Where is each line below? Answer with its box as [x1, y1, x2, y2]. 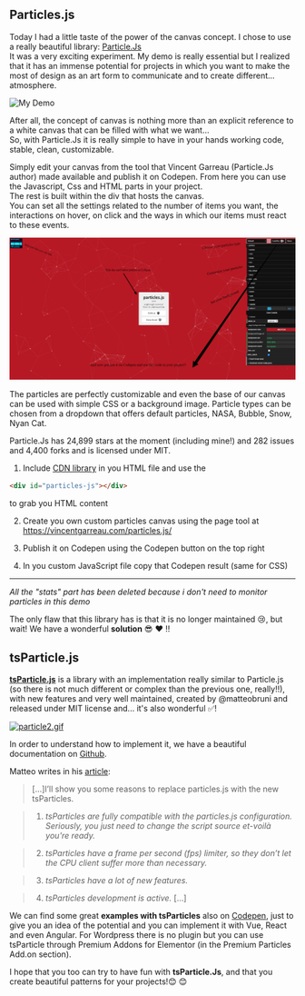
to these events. [9, 219, 70, 230]
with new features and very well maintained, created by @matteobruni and [9, 693, 289, 704]
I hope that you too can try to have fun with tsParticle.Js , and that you [9, 967, 273, 978]
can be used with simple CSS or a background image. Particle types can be [9, 399, 292, 410]
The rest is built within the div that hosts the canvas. [9, 190, 204, 201]
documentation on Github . [9, 749, 107, 760]
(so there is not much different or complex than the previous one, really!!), [9, 683, 286, 694]
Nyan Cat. [9, 418, 47, 429]
